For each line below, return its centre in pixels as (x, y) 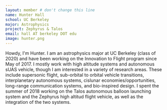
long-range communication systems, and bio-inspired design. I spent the (82, 85)
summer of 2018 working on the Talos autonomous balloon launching (78, 91)
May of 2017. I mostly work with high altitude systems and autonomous (80, 64)
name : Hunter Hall (25, 15)
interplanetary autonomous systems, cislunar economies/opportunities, (81, 80)
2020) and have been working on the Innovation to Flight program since (81, 58)
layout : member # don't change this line (50, 10)
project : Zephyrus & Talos (34, 29)
